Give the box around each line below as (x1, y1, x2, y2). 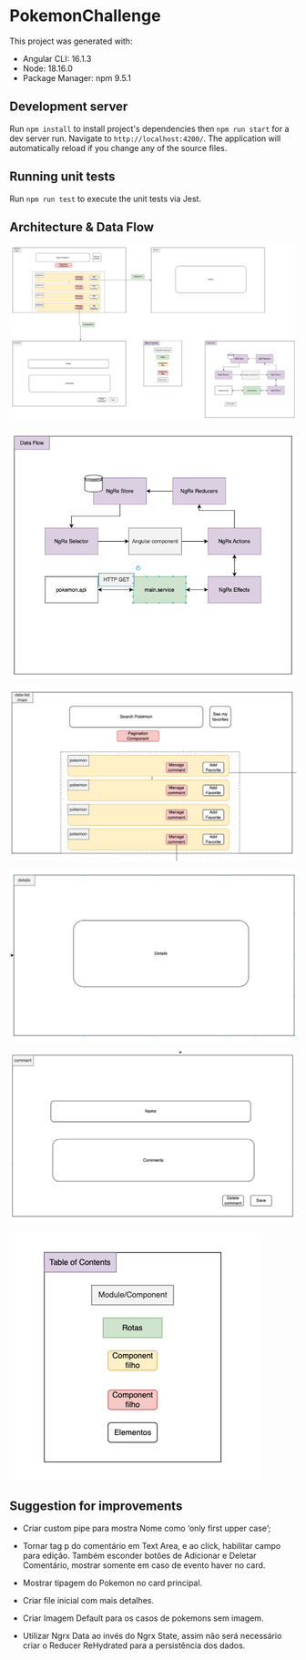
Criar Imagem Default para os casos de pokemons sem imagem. (22, 1613, 264, 1624)
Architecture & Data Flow (9, 219, 155, 235)
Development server (9, 99, 128, 115)
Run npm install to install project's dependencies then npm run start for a (9, 123, 290, 134)
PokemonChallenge (9, 5, 161, 26)
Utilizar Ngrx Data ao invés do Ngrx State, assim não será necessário (22, 1630, 282, 1641)
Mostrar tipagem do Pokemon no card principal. (22, 1577, 203, 1588)
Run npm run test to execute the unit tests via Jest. (9, 193, 202, 204)
